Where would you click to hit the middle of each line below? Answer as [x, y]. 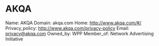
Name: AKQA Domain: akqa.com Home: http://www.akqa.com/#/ [73, 23]
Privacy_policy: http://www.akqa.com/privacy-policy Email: [67, 28]
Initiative [14, 39]
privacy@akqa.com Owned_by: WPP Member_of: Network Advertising [79, 33]
